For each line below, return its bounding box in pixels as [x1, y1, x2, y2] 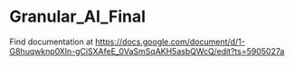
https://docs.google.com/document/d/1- [94, 36, 246, 47]
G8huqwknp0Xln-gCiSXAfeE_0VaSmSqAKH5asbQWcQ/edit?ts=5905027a [9, 45, 285, 56]
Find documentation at [9, 36, 93, 47]
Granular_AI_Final [9, 6, 147, 27]
